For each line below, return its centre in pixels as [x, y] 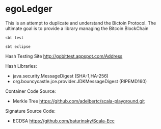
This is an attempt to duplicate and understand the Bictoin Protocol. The [81, 23]
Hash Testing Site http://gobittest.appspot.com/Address [64, 56]
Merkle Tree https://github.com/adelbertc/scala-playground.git [79, 101]
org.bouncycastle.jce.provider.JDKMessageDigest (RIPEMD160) [80, 81]
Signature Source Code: [31, 111]
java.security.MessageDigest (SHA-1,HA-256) [60, 76]
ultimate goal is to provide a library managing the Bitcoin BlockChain [77, 28]
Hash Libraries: [21, 66]
